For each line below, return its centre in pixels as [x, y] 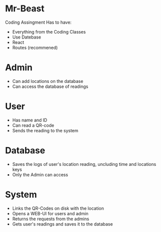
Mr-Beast [25, 9]
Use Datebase [27, 37]
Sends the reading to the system [45, 130]
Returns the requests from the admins [51, 219]
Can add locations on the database [48, 81]
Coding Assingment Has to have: [38, 22]
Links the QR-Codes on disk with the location [58, 208]
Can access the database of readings [50, 86]
